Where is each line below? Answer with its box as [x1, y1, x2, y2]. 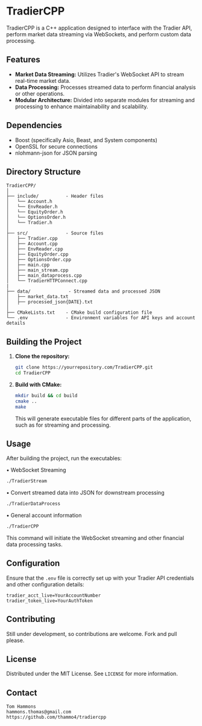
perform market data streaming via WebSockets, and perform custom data [6, 30, 192, 37]
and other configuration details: [6, 580, 84, 588]
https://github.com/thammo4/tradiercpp [6, 715, 107, 721]
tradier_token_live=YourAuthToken [6, 597, 93, 604]
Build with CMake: [14, 381, 62, 388]
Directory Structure [6, 166, 81, 177]
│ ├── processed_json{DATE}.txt [6, 299, 93, 305]
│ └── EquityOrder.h [6, 209, 63, 215]
